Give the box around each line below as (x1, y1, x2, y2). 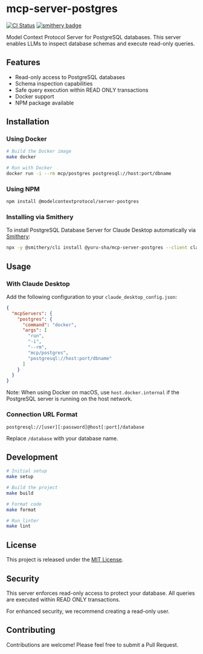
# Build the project (6, 485, 59, 491)
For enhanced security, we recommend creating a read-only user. (6, 608, 170, 615)
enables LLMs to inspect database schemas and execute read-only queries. (6, 40, 195, 47)
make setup (6, 473, 34, 480)
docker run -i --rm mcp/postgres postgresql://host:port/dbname (6, 171, 172, 177)
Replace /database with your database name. (6, 434, 118, 442)
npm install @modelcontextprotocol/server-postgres (6, 199, 139, 205)
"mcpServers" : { (11, 310, 53, 316)
